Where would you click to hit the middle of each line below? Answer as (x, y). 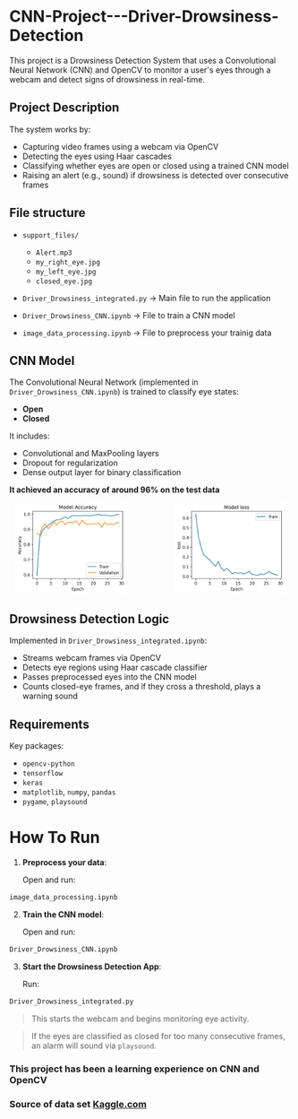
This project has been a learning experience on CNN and (134, 1069)
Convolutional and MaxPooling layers (90, 454)
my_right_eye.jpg (68, 262)
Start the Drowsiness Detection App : (92, 967)
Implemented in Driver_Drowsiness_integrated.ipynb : (108, 641)
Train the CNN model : (63, 915)
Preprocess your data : (64, 863)
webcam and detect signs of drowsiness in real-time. (107, 79)
